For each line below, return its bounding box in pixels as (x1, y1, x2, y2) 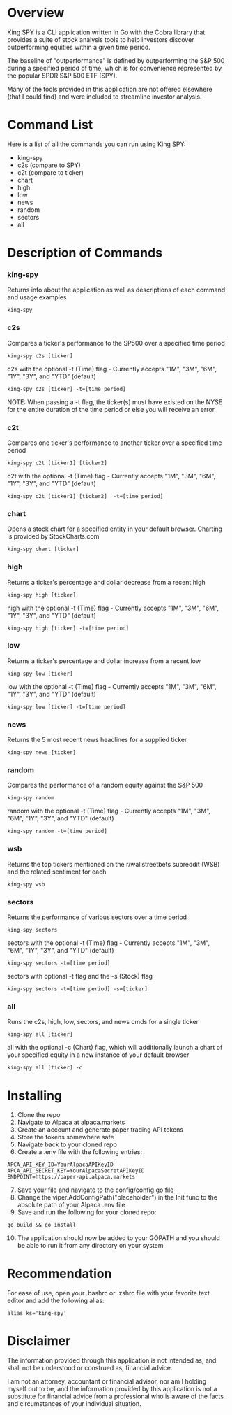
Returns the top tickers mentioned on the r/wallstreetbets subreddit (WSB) (7, 860, 220, 868)
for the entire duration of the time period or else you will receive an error (7, 405, 215, 413)
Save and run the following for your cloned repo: (17, 1208, 157, 1216)
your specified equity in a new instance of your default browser (7, 1051, 190, 1059)
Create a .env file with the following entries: (17, 1148, 143, 1156)
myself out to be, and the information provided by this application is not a (7, 1385, 217, 1393)
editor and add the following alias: (7, 1296, 105, 1305)
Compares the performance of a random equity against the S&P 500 (7, 781, 203, 790)
